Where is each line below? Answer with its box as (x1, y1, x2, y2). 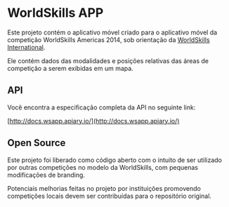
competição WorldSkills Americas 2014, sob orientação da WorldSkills (7, 35, 210, 44)
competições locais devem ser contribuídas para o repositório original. (7, 192, 212, 200)
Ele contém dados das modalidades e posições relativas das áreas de (7, 56, 209, 65)
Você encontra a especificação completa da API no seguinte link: (7, 103, 196, 112)
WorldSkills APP (7, 5, 104, 21)
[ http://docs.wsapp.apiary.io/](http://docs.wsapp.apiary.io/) (7, 116, 180, 125)
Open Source (7, 137, 66, 149)
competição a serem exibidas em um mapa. (7, 64, 133, 72)
